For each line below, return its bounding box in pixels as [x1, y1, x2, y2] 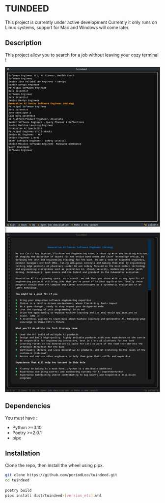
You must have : [5, 415, 38, 421]
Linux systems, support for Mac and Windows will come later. [5, 24, 130, 30]
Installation [5, 449, 40, 458]
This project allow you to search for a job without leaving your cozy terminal [5, 52, 159, 58]
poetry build [5, 488, 32, 493]
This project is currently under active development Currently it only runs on [5, 19, 157, 25]
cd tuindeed [5, 477, 29, 483]
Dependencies [5, 402, 51, 410]
